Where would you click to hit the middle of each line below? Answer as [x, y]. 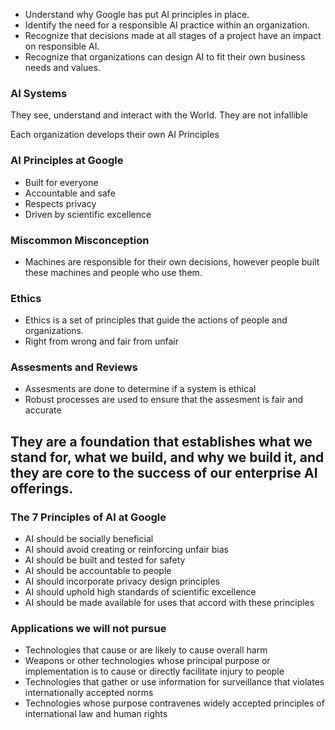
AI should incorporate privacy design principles [122, 581]
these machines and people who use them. [113, 272]
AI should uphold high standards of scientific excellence [140, 592]
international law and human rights [96, 714]
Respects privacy [60, 203]
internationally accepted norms [89, 693]
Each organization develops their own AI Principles [115, 135]
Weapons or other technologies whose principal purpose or [147, 661]
